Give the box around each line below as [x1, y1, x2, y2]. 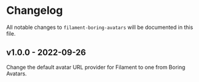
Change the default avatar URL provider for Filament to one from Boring [6, 63, 186, 71]
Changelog [6, 4, 63, 17]
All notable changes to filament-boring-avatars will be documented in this [6, 24, 194, 31]
